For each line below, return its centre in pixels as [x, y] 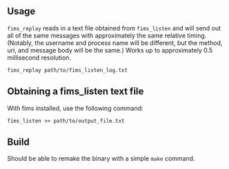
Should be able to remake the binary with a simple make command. [101, 159]
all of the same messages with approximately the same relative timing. [107, 35]
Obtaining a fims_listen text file [76, 92]
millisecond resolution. [39, 57]
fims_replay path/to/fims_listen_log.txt [68, 70]
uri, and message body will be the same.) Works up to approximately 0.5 [110, 50]
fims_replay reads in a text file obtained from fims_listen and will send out [114, 28]
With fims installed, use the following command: [75, 108]
